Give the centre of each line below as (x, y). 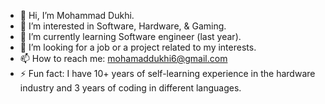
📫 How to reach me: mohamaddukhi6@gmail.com (123, 58)
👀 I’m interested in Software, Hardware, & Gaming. (123, 26)
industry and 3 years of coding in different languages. (130, 88)
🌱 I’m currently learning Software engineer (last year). (130, 36)
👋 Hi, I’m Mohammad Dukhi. (77, 15)
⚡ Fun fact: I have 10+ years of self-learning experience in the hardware (167, 73)
